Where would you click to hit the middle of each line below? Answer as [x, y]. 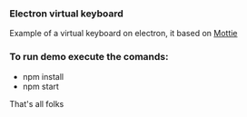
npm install [43, 76]
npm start [40, 86]
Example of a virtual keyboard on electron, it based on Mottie [123, 34]
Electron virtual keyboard [67, 14]
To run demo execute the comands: [89, 57]
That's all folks [37, 103]
